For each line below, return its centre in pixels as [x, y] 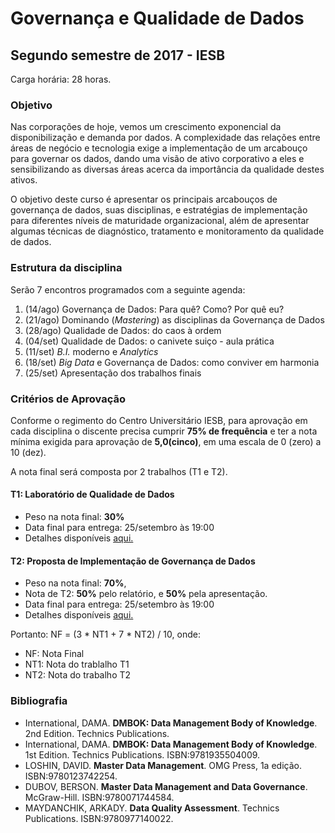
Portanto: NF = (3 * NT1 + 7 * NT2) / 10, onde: [105, 634]
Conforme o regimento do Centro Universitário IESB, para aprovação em [159, 420]
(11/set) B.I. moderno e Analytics [91, 351]
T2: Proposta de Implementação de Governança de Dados [133, 561]
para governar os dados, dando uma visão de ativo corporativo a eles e [157, 159]
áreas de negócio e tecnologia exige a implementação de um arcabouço [159, 148]
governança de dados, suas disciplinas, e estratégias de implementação [159, 210]
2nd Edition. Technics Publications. [97, 733]
